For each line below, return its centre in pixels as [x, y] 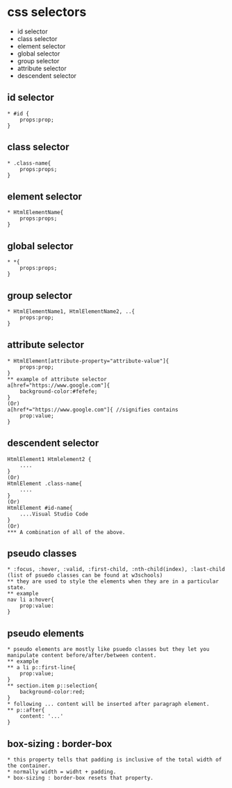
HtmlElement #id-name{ [40, 508]
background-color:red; [52, 692]
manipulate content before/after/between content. [82, 656]
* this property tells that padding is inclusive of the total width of [115, 760]
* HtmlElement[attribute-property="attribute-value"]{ [88, 361]
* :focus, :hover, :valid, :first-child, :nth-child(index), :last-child [116, 570]
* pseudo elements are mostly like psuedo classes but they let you [108, 650]
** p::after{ [26, 710]
